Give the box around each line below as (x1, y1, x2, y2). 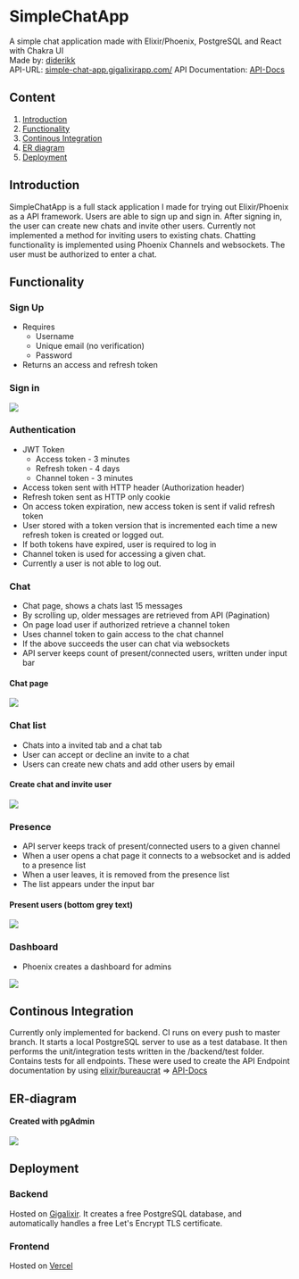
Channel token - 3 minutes (35, 472, 134, 483)
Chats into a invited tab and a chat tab (21, 739, 162, 751)
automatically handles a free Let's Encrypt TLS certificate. (9, 1217, 223, 1228)
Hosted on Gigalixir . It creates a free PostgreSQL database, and (9, 1208, 243, 1219)
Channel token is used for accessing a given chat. (21, 548, 206, 559)
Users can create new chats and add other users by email (21, 759, 235, 769)
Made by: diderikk (9, 54, 76, 65)
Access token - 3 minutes (35, 453, 130, 464)
